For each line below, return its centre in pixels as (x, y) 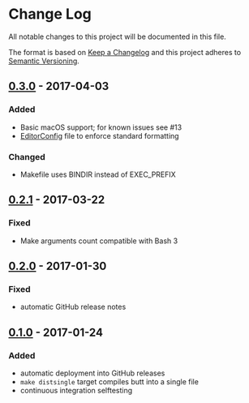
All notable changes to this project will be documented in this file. (118, 36)
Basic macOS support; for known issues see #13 (101, 127)
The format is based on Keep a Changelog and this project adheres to (125, 52)
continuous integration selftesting (76, 390)
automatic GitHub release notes (73, 307)
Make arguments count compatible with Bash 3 (99, 241)
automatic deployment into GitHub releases (92, 373)
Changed (27, 156)
